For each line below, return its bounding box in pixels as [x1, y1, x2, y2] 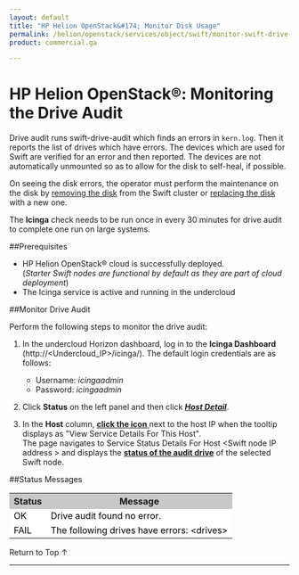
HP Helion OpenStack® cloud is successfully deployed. [21, 259, 225, 269]
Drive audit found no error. [50, 510, 162, 522]
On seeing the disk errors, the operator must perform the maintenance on [9, 178, 279, 189]
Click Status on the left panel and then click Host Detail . [21, 402, 230, 413]
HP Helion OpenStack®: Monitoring [9, 84, 274, 104]
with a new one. [9, 197, 68, 208]
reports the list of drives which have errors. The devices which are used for [9, 142, 286, 152]
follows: [21, 357, 52, 368]
